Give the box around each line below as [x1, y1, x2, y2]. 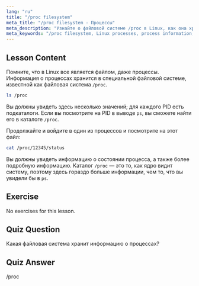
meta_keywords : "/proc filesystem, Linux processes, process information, [6, 31, 195, 37]
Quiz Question [6, 224, 60, 234]
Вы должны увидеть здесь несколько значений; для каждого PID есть [6, 103, 184, 110]
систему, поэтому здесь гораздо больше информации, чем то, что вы [6, 168, 184, 175]
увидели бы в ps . [6, 174, 49, 181]
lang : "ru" [6, 8, 33, 15]
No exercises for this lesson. [6, 207, 76, 214]
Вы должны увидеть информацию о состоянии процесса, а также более [6, 155, 190, 163]
